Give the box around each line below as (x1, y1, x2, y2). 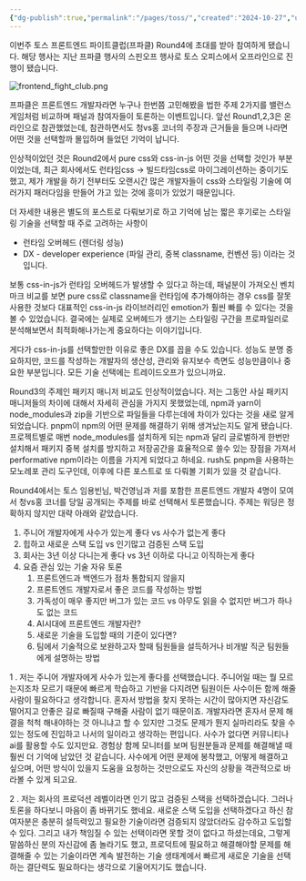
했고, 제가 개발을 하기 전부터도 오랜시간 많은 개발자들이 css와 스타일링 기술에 (9, 175, 282, 187)
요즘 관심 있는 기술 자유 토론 (22, 561, 123, 572)
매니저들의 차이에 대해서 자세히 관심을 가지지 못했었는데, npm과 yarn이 (9, 397, 261, 408)
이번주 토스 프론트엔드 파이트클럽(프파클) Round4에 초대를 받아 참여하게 (9, 39, 266, 50)
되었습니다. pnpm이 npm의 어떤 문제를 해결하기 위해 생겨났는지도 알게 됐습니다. (9, 420, 293, 430)
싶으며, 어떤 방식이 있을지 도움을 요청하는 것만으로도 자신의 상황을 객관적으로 (9, 762, 282, 774)
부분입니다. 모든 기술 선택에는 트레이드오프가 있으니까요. (25, 366, 226, 378)
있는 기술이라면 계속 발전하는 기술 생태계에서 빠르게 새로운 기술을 (43, 850, 275, 861)
